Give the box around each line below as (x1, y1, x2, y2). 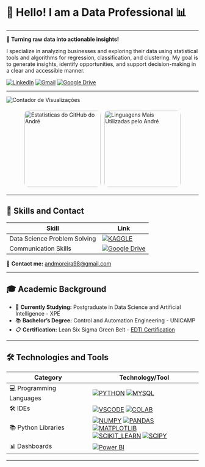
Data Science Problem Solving (9, 234, 96, 242)
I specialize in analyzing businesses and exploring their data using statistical (6, 47, 198, 54)
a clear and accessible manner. (6, 67, 85, 74)
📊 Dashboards (9, 442, 52, 451)
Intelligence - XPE (15, 310, 61, 317)
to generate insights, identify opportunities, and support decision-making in (6, 60, 196, 68)
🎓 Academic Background (6, 284, 107, 294)
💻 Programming (9, 384, 57, 393)
